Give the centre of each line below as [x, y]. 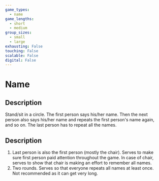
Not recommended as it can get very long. [55, 174]
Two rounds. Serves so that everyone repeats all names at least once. [83, 168]
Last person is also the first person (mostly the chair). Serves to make [83, 152]
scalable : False [22, 55]
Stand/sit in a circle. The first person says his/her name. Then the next [76, 114]
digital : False [21, 60]
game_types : [17, 10]
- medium [18, 28]
